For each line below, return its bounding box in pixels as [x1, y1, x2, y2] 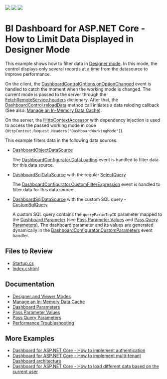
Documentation [5, 280, 55, 289]
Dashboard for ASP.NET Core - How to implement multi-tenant [12, 353, 141, 359]
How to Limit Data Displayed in [5, 33, 134, 45]
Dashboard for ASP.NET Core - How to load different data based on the [12, 364, 160, 370]
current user [12, 369, 38, 375]
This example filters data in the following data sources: [5, 137, 118, 143]
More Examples [5, 334, 55, 343]
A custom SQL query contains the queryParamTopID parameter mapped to [12, 211, 163, 217]
